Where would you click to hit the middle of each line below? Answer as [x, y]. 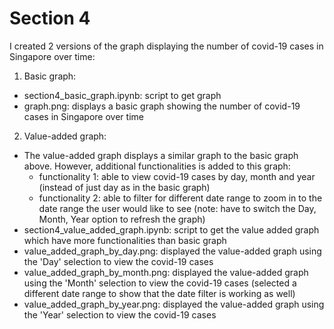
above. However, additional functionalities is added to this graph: [157, 166]
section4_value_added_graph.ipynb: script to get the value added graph [171, 229]
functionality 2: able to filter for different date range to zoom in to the [180, 198]
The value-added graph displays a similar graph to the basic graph [161, 155]
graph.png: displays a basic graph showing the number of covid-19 [162, 106]
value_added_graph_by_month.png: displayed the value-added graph [166, 272]
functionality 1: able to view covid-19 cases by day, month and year [177, 176]
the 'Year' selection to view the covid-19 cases [120, 314]
